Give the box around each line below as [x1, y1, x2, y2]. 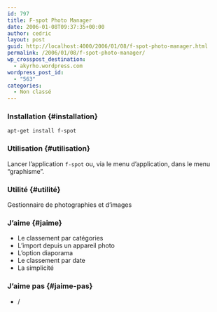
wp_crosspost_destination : [7, 56, 86, 63]
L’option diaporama [17, 249, 73, 257]
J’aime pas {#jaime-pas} [7, 281, 93, 291]
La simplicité [17, 264, 54, 272]
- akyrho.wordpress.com [13, 62, 83, 69]
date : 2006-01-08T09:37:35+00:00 [7, 23, 105, 30]
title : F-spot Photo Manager [7, 17, 92, 24]
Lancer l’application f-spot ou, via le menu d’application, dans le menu [7, 159, 211, 168]
